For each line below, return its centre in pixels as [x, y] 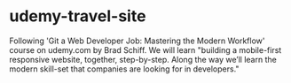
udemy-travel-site [78, 16]
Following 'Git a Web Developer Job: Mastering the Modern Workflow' [137, 41]
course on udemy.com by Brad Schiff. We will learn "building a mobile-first [145, 49]
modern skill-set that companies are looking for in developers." [124, 69]
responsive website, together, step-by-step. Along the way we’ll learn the [143, 59]
